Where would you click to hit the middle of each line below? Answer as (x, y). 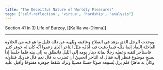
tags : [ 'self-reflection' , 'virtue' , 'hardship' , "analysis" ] (69, 14)
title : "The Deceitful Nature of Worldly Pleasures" (59, 9)
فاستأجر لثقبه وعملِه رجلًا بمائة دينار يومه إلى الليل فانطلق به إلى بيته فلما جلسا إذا (78, 52)
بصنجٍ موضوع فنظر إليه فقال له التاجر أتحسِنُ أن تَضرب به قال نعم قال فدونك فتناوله (80, 57)
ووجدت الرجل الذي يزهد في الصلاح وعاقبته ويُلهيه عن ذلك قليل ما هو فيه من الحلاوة (80, 42)
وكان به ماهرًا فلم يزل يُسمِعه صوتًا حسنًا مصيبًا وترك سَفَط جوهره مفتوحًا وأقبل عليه (80, 62)
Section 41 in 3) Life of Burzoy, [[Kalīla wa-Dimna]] (56, 28)
